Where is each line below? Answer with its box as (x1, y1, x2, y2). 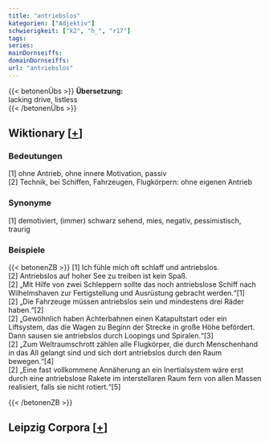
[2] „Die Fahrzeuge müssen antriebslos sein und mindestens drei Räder (8, 297, 244, 306)
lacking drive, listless (8, 94, 78, 104)
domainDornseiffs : (8, 57, 70, 65)
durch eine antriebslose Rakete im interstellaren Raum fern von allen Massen (8, 374, 262, 383)
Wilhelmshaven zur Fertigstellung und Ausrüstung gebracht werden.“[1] (8, 289, 245, 298)
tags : (8, 34, 26, 43)
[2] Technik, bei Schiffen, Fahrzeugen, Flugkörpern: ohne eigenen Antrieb (8, 178, 253, 187)
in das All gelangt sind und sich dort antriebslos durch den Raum (8, 348, 222, 358)
